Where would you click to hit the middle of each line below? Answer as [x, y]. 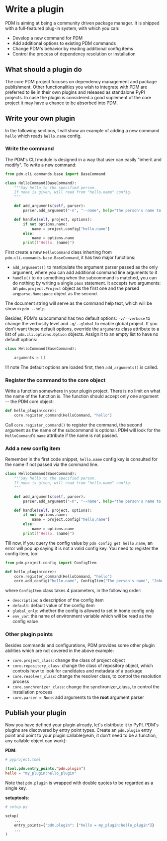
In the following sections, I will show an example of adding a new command [83, 130]
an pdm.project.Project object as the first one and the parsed [76, 288]
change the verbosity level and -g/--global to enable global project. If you [82, 324]
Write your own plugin [40, 118]
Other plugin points [29, 634]
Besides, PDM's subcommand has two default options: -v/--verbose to [78, 318]
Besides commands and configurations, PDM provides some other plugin [80, 645]
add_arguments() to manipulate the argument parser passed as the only [85, 267]
